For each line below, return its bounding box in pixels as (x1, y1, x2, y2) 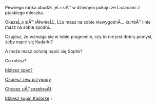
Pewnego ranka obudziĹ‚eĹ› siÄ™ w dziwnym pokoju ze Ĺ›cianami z (5, 5, 140, 10)
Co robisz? (5, 58, 27, 63)
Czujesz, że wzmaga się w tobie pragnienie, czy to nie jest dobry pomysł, (5, 34, 153, 39)
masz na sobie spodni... (5, 24, 53, 30)
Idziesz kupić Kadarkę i (5, 95, 52, 101)
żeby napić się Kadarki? (5, 39, 53, 45)
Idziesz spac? (5, 67, 33, 73)
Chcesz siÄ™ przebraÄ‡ (5, 86, 52, 92)
